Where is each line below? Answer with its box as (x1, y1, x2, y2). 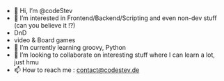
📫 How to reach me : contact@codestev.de (13, 66, 140, 74)
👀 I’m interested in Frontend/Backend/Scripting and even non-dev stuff (13, 14, 217, 22)
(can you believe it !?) (13, 21, 76, 29)
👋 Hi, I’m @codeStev (13, 7, 73, 15)
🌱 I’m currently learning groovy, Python (13, 44, 127, 51)
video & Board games (13, 36, 76, 44)
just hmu (13, 58, 40, 66)
